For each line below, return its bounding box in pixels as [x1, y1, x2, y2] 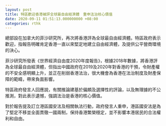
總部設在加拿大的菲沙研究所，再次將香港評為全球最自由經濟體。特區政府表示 [5, 35, 161, 41]
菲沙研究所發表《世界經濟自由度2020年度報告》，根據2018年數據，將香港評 [5, 58, 158, 64]
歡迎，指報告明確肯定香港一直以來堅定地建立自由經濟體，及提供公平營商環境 [5, 41, 161, 47]
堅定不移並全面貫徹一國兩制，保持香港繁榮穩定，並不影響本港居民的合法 [9, 109, 157, 116]
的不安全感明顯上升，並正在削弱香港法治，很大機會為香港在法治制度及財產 [5, 70, 157, 76]
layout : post [5, 7, 32, 12]
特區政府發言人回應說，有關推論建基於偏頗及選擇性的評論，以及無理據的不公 [5, 87, 161, 93]
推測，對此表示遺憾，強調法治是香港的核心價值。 [5, 93, 105, 99]
